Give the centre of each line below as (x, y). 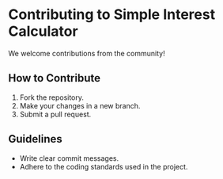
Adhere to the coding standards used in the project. (104, 166)
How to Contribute (55, 78)
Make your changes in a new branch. (80, 105)
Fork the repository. (52, 97)
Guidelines (35, 139)
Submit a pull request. (55, 114)
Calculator (43, 31)
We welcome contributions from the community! (87, 53)
